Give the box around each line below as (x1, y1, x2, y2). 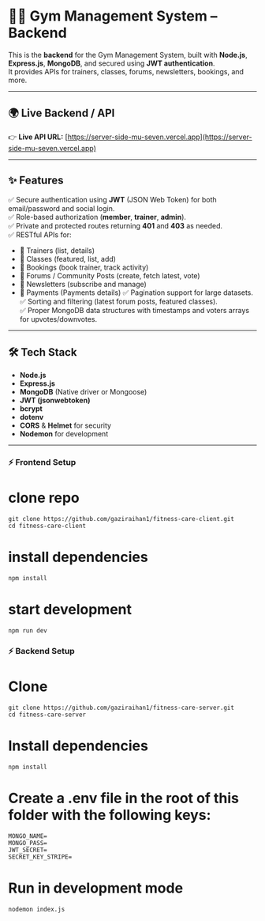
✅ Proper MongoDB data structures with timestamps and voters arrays (19, 305, 250, 315)
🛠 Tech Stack (8, 345, 77, 359)
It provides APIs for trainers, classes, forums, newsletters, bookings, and (8, 66, 244, 76)
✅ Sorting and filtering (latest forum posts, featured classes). (19, 296, 218, 306)
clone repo (8, 489, 80, 507)
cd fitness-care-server (8, 711, 87, 719)
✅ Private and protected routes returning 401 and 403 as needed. (8, 221, 223, 230)
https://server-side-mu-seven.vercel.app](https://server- (67, 132, 252, 142)
